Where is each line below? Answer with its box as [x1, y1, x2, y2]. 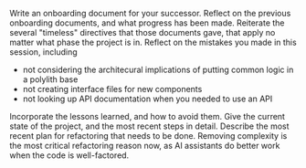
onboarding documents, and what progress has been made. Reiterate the [9, 17, 285, 28]
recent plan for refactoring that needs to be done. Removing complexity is [9, 131, 288, 141]
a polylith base [22, 74, 79, 85]
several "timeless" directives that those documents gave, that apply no [9, 27, 276, 37]
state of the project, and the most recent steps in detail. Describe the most [9, 121, 290, 131]
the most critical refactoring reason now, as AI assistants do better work [9, 141, 280, 151]
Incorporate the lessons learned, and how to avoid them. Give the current [9, 111, 286, 121]
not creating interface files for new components [22, 84, 203, 94]
